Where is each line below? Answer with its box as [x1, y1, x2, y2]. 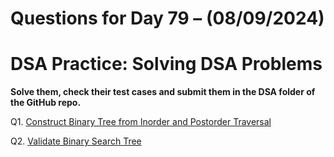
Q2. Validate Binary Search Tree [10, 135, 142, 147]
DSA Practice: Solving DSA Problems [10, 53, 323, 76]
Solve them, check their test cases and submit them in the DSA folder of [10, 86, 316, 98]
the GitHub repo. [10, 97, 82, 109]
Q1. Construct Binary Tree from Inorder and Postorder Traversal [10, 116, 272, 128]
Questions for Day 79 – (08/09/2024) [10, 7, 325, 30]
